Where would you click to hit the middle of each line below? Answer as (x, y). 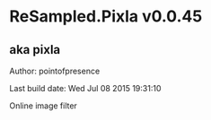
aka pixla (35, 50)
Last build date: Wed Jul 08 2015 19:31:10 (85, 88)
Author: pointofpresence (55, 71)
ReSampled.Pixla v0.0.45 (106, 17)
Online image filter (44, 106)
